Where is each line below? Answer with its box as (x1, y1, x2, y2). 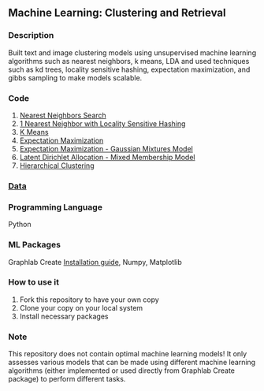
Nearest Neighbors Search (19, 110, 106, 120)
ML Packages (8, 240, 61, 251)
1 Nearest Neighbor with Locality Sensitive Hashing (19, 118, 186, 128)
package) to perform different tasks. (8, 374, 126, 384)
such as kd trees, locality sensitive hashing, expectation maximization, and (8, 65, 251, 74)
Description (8, 30, 54, 41)
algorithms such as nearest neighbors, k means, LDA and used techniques (8, 56, 250, 65)
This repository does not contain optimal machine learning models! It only (8, 349, 247, 359)
